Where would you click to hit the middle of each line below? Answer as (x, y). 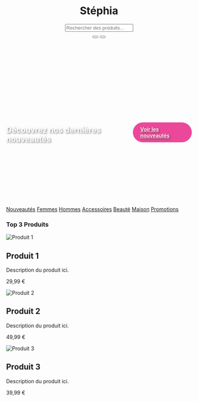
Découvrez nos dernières (54, 130)
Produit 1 (23, 256)
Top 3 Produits (27, 224)
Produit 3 (23, 367)
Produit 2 (23, 312)
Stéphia (99, 11)
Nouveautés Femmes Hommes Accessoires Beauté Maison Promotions (92, 209)
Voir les (150, 129)
